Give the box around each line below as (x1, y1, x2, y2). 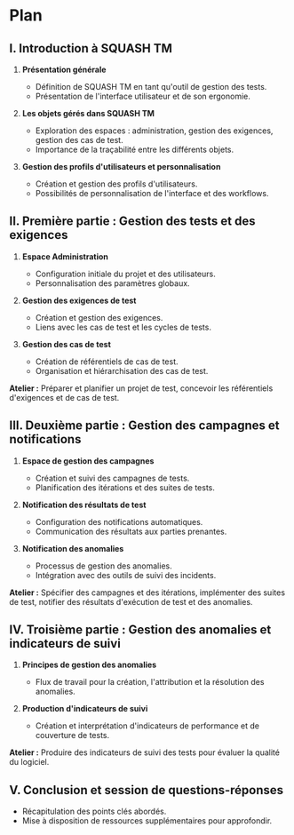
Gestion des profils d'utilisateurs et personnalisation (21, 162, 221, 171)
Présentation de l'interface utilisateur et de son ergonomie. (35, 91, 250, 101)
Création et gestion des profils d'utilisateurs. (35, 179, 198, 189)
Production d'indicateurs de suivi (21, 704, 148, 714)
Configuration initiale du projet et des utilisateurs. (35, 268, 216, 279)
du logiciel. (9, 757, 50, 767)
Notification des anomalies (21, 543, 124, 553)
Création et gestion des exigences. (35, 312, 163, 322)
